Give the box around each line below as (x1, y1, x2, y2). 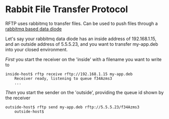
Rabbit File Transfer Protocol (5, 4, 128, 15)
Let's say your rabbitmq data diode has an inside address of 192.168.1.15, (5, 36, 156, 42)
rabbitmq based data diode (5, 25, 62, 32)
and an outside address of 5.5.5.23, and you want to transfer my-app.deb (5, 41, 158, 47)
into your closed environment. (5, 46, 68, 52)
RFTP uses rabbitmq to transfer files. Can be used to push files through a (5, 20, 158, 26)
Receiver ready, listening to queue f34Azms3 (14, 76, 113, 81)
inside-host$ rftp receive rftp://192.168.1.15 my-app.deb (5, 71, 133, 77)
